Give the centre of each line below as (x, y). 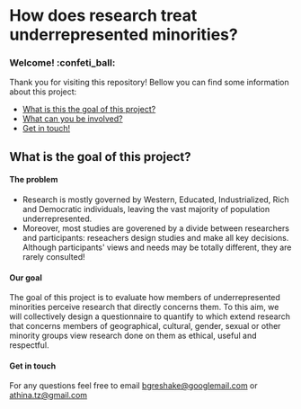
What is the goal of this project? (100, 157)
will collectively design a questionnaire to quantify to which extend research (150, 316)
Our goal (26, 277)
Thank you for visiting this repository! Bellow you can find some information (149, 83)
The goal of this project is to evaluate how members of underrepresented (145, 298)
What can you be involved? (72, 119)
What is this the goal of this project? (89, 110)
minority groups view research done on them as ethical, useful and (133, 336)
